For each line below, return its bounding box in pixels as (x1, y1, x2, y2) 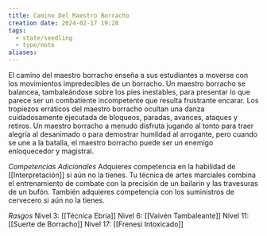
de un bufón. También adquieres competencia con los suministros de (8, 188, 234, 196)
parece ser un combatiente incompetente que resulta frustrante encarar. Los (8, 96, 259, 105)
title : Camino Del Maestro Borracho (8, 11, 130, 20)
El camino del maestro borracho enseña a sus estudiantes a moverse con (8, 71, 249, 79)
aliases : (8, 48, 37, 56)
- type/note (15, 41, 56, 49)
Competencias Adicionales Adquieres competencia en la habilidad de (8, 162, 236, 171)
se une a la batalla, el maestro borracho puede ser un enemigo (8, 138, 214, 147)
